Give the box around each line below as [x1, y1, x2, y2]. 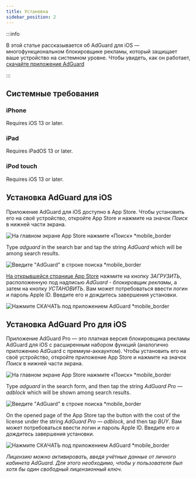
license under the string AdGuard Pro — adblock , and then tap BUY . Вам [6, 418, 183, 425]
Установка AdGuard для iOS [6, 193, 112, 203]
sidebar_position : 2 [6, 14, 57, 20]
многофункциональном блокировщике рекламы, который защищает [6, 48, 177, 55]
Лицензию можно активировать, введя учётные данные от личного [6, 453, 177, 460]
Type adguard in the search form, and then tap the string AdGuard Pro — [6, 383, 183, 390]
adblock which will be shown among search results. [6, 389, 131, 396]
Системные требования [6, 89, 99, 99]
